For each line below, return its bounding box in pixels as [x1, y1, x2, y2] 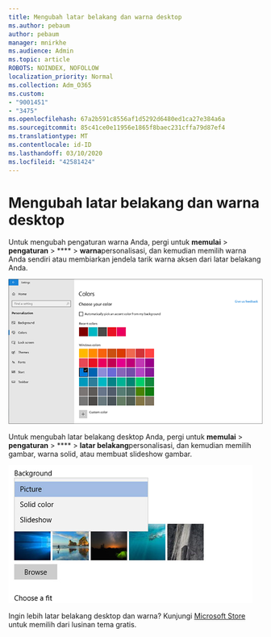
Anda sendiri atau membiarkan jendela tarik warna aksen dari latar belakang [8, 254, 261, 264]
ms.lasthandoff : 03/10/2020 [8, 149, 103, 157]
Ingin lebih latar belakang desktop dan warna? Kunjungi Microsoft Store [8, 610, 246, 621]
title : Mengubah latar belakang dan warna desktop [8, 13, 182, 21]
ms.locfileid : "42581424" [8, 157, 95, 166]
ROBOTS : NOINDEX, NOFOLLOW [8, 65, 99, 73]
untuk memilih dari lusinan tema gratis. [8, 619, 137, 629]
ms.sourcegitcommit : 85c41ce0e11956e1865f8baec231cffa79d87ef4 [8, 124, 226, 132]
